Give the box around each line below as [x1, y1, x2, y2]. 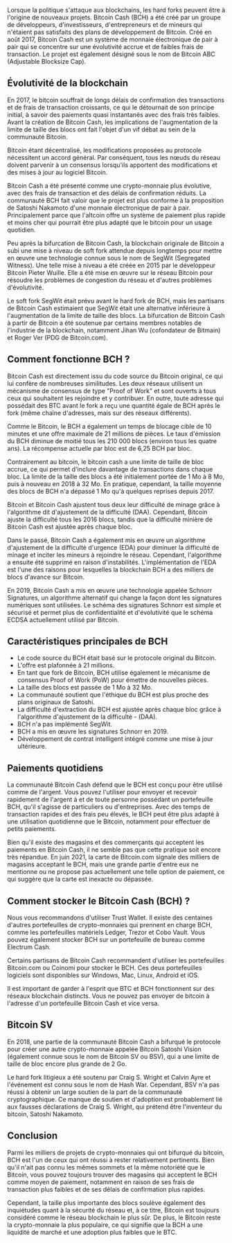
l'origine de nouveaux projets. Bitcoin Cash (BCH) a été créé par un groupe [7, 13, 222, 21]
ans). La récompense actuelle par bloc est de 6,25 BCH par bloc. [7, 444, 193, 452]
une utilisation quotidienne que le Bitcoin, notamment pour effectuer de [7, 817, 211, 826]
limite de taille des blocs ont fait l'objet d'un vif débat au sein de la [7, 125, 196, 134]
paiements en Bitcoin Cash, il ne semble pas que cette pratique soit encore [7, 846, 222, 854]
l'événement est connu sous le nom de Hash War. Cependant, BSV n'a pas [7, 1080, 220, 1089]
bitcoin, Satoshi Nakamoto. [7, 1109, 84, 1118]
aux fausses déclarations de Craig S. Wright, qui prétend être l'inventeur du [7, 1102, 222, 1111]
